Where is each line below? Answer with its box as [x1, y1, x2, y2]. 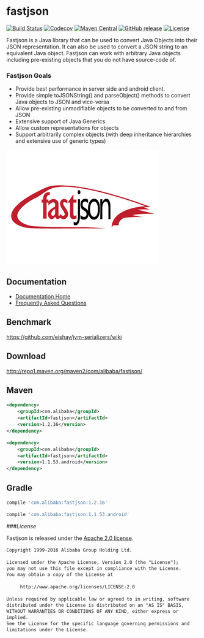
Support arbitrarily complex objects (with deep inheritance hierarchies [15, 131, 192, 139]
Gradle [6, 482, 32, 493]
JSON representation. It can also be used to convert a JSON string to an [6, 43, 188, 50]
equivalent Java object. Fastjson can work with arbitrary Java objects [6, 49, 181, 56]
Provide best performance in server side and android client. [15, 85, 166, 93]
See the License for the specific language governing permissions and [6, 620, 190, 626]
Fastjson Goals [6, 71, 52, 80]
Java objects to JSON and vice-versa [15, 98, 110, 105]
